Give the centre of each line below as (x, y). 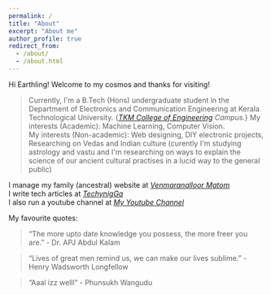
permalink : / (31, 16)
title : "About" (34, 24)
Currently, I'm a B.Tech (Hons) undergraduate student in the (129, 100)
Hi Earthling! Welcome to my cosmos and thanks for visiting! (109, 84)
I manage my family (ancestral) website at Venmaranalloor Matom (119, 184)
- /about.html (39, 62)
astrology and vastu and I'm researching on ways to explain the (135, 152)
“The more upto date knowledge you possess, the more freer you (138, 233)
